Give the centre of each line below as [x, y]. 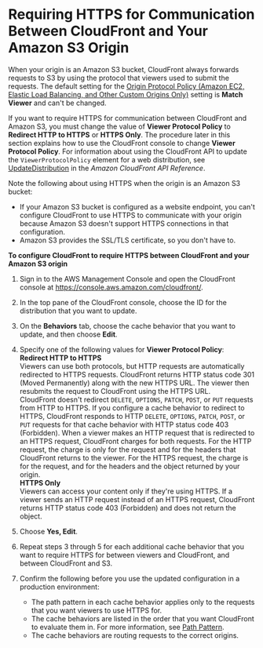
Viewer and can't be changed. [58, 103]
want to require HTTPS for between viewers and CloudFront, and [124, 555]
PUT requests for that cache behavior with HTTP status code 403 [124, 424]
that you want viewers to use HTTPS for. [97, 610]
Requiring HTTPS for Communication [131, 15]
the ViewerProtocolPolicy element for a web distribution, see [107, 159]
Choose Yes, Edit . [49, 531]
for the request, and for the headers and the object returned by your [130, 466]
